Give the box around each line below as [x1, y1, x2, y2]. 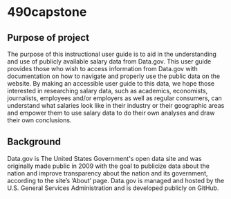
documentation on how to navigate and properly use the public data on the [7, 72, 220, 80]
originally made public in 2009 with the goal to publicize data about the [7, 162, 210, 170]
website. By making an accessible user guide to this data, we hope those [7, 79, 215, 87]
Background [7, 136, 61, 148]
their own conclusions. [7, 116, 72, 124]
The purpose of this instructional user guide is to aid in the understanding [7, 50, 216, 58]
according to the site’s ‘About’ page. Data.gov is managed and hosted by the [7, 176, 225, 184]
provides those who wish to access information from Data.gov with [7, 65, 198, 73]
